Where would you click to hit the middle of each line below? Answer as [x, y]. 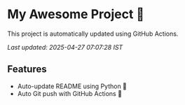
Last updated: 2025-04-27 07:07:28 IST [65, 47]
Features [27, 69]
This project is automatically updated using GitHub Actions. [93, 34]
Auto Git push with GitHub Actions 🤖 [70, 93]
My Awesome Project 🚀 [76, 14]
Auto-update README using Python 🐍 [72, 86]
